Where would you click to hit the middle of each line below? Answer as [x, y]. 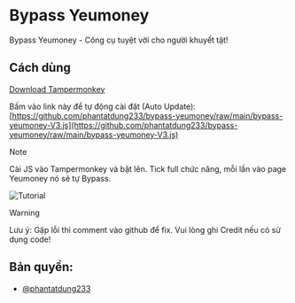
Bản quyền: [41, 267]
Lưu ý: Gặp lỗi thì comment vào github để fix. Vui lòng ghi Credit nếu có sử [145, 229]
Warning [24, 213]
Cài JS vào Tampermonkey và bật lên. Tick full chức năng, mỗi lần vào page [147, 168]
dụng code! [30, 239]
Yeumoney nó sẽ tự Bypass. [60, 178]
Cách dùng [40, 68]
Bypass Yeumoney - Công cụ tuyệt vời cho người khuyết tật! [119, 40]
